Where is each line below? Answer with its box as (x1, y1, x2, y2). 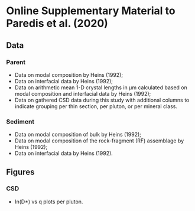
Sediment (6, 117, 35, 125)
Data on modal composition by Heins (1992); (14, 71, 123, 78)
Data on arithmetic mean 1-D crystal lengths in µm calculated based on (14, 84, 187, 91)
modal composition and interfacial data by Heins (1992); (14, 90, 151, 97)
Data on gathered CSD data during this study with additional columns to (14, 96, 190, 103)
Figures (6, 167, 35, 177)
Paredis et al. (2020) (6, 17, 108, 30)
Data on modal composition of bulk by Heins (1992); (14, 131, 142, 138)
